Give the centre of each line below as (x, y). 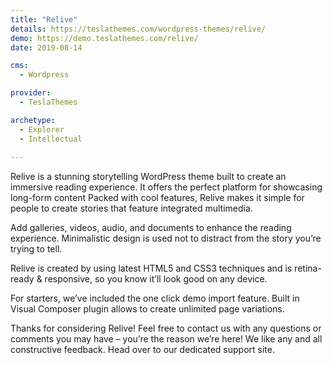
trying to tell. (36, 249)
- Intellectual (51, 139)
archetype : (33, 120)
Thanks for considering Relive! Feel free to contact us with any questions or (166, 328)
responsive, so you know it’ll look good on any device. (156, 279)
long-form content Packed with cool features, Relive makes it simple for (157, 198)
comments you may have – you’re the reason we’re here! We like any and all (166, 339)
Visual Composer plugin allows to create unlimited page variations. (147, 309)
